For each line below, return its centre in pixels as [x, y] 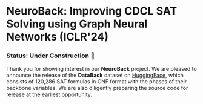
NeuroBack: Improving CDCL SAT [92, 11]
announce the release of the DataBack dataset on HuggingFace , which [95, 75]
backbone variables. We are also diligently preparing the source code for [97, 88]
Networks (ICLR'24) [58, 37]
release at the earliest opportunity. [49, 94]
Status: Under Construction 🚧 [51, 56]
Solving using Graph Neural [77, 24]
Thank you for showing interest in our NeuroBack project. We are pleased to [101, 69]
